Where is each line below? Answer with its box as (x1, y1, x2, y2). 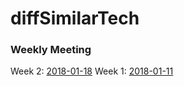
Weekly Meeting (10, 43, 92, 57)
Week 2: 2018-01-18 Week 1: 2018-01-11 (10, 65, 174, 77)
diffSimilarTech (10, 7, 140, 30)
